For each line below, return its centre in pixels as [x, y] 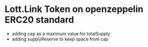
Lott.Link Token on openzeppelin [74, 9]
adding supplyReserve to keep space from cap [60, 39]
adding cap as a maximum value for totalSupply [61, 33]
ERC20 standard [39, 20]
